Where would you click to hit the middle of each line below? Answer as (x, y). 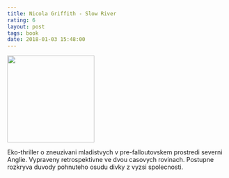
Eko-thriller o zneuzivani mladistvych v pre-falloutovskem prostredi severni (115, 152)
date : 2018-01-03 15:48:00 (46, 40)
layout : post (26, 26)
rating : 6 (22, 20)
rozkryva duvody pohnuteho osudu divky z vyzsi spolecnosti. (95, 167)
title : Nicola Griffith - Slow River (62, 14)
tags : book (23, 33)
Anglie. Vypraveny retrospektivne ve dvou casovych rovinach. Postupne (111, 160)
